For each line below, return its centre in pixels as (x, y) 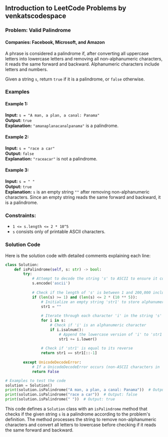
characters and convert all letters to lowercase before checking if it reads (81, 425)
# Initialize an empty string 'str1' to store (90, 302)
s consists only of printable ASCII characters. (59, 231)
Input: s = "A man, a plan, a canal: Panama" (52, 115)
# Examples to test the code (35, 380)
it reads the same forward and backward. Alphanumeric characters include (82, 64)
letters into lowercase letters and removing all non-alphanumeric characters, (84, 58)
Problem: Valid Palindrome (38, 30)
